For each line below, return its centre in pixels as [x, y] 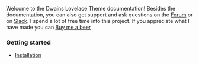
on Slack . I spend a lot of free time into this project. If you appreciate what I [98, 21]
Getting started [29, 42]
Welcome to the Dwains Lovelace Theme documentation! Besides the [91, 9]
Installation [28, 55]
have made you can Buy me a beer [49, 27]
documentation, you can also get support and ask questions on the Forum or [99, 15]
